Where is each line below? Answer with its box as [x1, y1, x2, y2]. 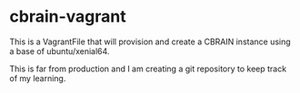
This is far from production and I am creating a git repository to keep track [9, 63, 287, 74]
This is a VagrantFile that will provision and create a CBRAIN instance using [9, 36, 291, 47]
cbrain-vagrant [9, 6, 126, 27]
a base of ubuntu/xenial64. [9, 45, 110, 56]
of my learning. [9, 72, 66, 83]
